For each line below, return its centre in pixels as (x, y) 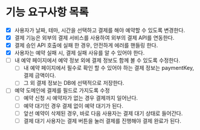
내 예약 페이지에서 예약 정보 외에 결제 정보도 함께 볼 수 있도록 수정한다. (97, 60)
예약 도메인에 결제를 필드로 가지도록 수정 (62, 90)
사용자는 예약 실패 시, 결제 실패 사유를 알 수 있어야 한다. (79, 53)
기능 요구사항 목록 (47, 12)
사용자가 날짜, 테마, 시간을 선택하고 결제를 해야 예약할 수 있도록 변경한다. (100, 30)
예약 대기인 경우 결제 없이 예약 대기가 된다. (73, 105)
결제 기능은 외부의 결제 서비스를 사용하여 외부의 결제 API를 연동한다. (94, 38)
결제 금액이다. (40, 75)
